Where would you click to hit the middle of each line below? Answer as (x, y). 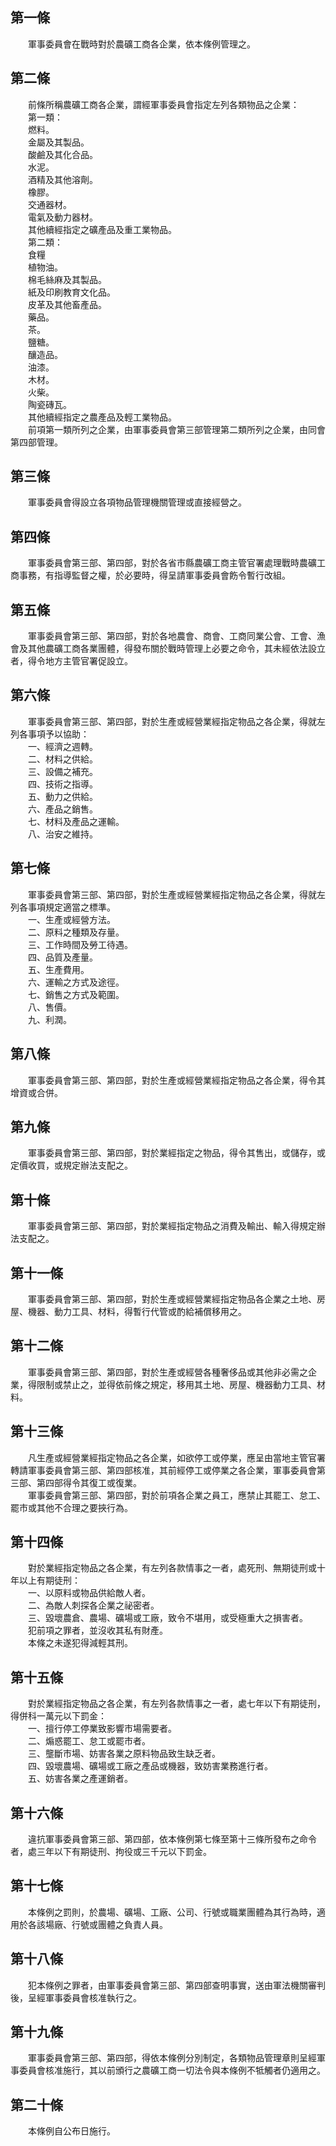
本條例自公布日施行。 (71, 2131)
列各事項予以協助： (50, 734)
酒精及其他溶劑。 (62, 179)
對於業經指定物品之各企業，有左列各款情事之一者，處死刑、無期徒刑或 (172, 1568)
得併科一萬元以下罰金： (58, 1716)
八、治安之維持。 (62, 834)
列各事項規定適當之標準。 (63, 907)
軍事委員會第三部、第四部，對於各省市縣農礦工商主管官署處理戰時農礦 (172, 563)
